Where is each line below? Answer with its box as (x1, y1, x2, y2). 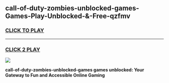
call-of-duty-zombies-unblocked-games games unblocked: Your (5, 66, 144, 72)
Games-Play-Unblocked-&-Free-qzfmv (5, 12, 131, 21)
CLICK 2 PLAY (5, 46, 40, 53)
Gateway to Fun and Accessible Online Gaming (5, 72, 105, 78)
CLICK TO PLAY (5, 27, 44, 34)
